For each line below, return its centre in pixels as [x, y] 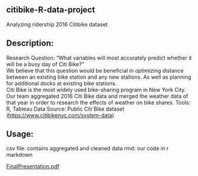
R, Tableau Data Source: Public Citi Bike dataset [65, 109]
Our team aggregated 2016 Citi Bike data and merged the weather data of [97, 96]
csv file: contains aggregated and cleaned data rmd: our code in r [88, 148]
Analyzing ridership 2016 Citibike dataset [57, 24]
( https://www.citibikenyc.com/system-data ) [60, 115]
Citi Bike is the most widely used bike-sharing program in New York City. [96, 90]
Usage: [20, 134]
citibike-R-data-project [51, 10]
